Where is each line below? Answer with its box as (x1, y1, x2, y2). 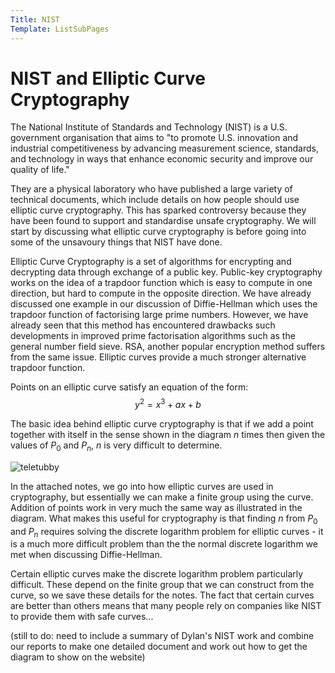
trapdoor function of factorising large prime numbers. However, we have (10, 309, 309, 321)
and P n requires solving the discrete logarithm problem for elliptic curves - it (10, 525, 324, 540)
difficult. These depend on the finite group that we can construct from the (10, 579, 315, 591)
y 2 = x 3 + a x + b (134, 397, 202, 411)
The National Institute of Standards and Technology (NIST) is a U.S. (10, 121, 288, 133)
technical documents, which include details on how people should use (10, 194, 300, 206)
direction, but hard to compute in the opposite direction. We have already (10, 287, 312, 300)
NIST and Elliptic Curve (10, 67, 206, 90)
